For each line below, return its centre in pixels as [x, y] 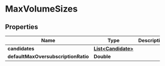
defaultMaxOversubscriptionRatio [48, 57]
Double [102, 57]
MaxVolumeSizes [41, 9]
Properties [22, 27]
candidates [21, 49]
